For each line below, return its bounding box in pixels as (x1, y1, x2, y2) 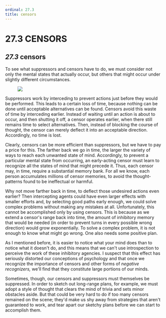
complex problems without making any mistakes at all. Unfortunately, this (5, 204, 155, 210)
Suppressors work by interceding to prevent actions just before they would (5, 95, 158, 101)
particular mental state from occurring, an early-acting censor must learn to (5, 157, 160, 163)
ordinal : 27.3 (5, 7, 35, 12)
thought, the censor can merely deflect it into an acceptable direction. (5, 127, 148, 133)
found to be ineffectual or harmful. (23, 179, 94, 184)
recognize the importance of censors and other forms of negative (5, 261, 139, 267)
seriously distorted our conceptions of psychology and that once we (5, 255, 145, 261)
